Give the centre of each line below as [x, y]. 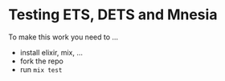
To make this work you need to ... [63, 37]
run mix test [41, 69]
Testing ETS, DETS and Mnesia [113, 15]
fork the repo [42, 61]
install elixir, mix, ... [51, 52]
